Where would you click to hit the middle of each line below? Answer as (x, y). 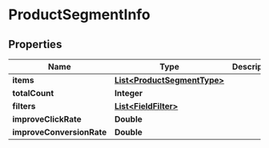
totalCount (33, 93)
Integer (129, 93)
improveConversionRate (60, 132)
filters (24, 106)
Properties (35, 44)
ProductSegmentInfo (79, 15)
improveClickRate (47, 119)
